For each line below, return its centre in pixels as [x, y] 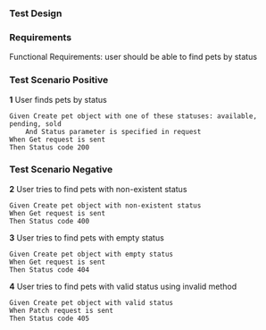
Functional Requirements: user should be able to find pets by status [133, 57]
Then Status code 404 [50, 270]
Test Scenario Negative [61, 170]
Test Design [36, 13]
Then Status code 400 [50, 221]
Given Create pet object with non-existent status [105, 205]
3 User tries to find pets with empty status [87, 237]
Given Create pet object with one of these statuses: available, [133, 116]
